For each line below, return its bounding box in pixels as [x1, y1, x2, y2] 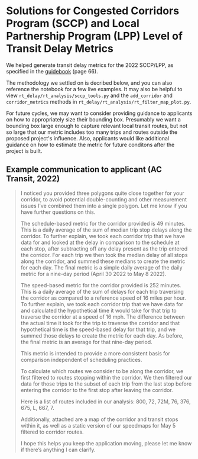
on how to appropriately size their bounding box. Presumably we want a [6, 115, 181, 123]
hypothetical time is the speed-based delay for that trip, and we [20, 326, 176, 333]
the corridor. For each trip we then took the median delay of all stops [20, 251, 188, 258]
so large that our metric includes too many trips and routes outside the [6, 129, 178, 136]
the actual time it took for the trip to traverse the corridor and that [20, 319, 180, 326]
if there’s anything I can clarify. [20, 446, 96, 453]
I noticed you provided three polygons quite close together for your [20, 190, 184, 197]
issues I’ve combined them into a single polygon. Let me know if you [20, 202, 187, 209]
